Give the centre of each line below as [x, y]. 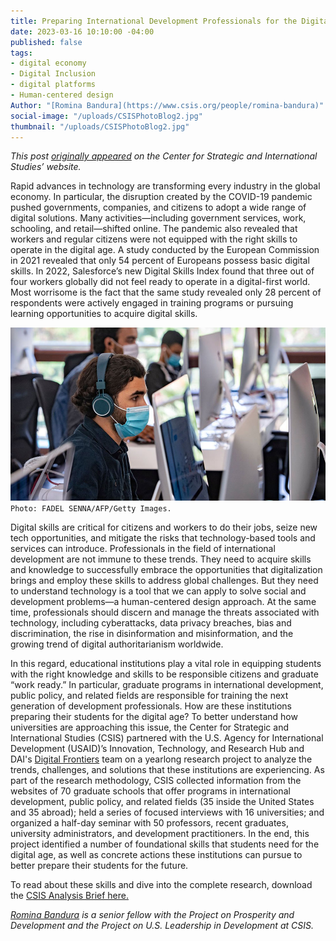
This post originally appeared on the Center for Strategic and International [164, 156]
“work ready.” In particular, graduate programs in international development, [167, 684]
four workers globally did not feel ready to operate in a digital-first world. [160, 282]
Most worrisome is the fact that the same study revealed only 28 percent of [166, 292]
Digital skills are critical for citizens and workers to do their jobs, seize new [164, 527]
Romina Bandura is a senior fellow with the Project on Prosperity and [152, 914]
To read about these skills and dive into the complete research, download [161, 884]
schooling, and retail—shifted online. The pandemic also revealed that [154, 229]
